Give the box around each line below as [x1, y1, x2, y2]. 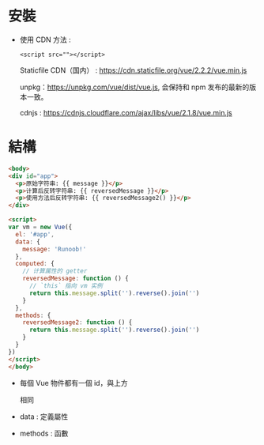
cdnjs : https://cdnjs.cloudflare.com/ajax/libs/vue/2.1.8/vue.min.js [19, 107, 233, 117]
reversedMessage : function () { [22, 274, 129, 283]
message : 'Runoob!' [22, 245, 87, 253]
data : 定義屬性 [19, 412, 69, 421]
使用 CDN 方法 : [19, 35, 71, 44]
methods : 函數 [19, 428, 69, 438]
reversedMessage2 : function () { [22, 319, 133, 326]
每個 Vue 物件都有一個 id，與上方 [19, 378, 128, 387]
